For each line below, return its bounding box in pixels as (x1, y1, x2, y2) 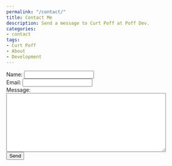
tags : (6, 37, 20, 43)
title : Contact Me (6, 14, 53, 21)
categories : (6, 25, 36, 32)
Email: (6, 78, 22, 86)
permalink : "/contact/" (6, 8, 66, 15)
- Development (6, 54, 42, 60)
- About (6, 48, 26, 54)
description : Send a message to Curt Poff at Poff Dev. (6, 20, 150, 26)
